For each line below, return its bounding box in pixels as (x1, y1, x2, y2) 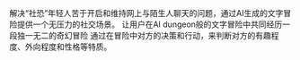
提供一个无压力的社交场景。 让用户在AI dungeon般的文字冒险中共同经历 (16, 19, 283, 30)
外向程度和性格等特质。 (24, 41, 112, 52)
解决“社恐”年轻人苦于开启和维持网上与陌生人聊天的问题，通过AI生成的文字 (9, 8, 284, 18)
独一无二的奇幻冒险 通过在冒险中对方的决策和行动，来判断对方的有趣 (16, 30, 271, 40)
